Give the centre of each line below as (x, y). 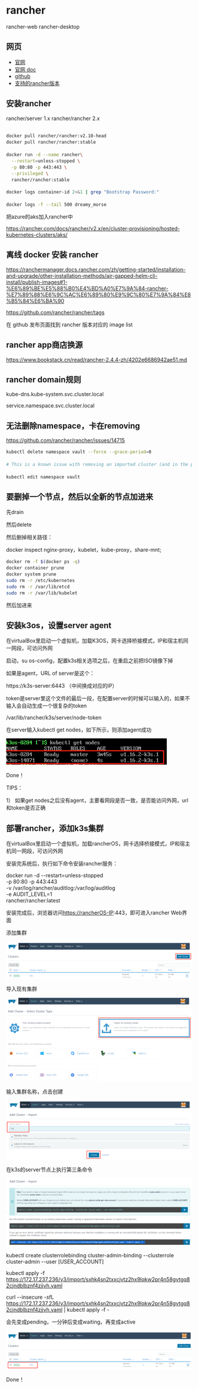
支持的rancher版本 (37, 83)
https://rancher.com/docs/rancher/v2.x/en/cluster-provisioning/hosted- (93, 228)
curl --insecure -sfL (30, 1297)
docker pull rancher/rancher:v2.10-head (57, 136)
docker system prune (32, 574)
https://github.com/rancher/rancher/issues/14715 (66, 441)
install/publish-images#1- (37, 282)
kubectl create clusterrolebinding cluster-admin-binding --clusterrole (90, 1255)
